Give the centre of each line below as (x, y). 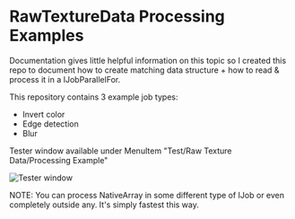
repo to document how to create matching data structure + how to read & (144, 70)
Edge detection (50, 124)
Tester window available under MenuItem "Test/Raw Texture (121, 151)
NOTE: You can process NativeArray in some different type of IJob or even (147, 195)
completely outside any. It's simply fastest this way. (104, 205)
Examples (47, 35)
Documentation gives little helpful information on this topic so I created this (148, 60)
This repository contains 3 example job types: (94, 97)
